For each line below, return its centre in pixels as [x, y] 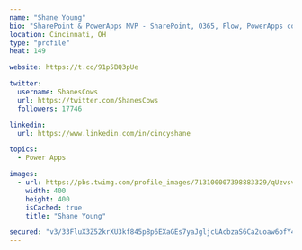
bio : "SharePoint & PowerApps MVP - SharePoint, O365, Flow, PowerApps [146, 26]
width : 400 [46, 191]
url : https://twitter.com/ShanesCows [88, 100]
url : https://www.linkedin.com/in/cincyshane [104, 133]
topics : [24, 149]
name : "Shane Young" [48, 18]
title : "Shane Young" [66, 216]
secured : [26, 232]
